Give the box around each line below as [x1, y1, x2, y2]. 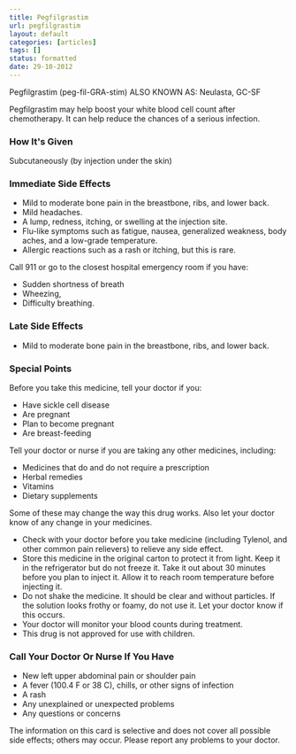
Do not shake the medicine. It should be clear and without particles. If [21, 591, 276, 602]
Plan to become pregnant [21, 418, 115, 430]
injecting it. [21, 581, 63, 592]
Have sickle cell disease [21, 400, 110, 410]
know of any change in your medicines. [9, 517, 153, 528]
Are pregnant [21, 409, 71, 420]
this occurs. [21, 610, 65, 620]
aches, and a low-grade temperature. [21, 236, 158, 246]
